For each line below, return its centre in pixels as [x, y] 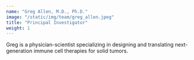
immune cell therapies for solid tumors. [81, 51]
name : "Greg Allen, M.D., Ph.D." [47, 11]
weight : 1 [18, 28]
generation [19, 51]
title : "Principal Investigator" [47, 22]
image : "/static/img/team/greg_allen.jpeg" [60, 17]
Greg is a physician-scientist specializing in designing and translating [90, 45]
